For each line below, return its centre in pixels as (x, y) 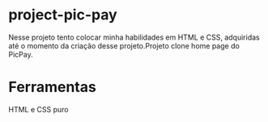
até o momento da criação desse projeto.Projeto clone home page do (124, 45)
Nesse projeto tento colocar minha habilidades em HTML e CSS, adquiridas (134, 37)
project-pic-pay (63, 15)
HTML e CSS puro (38, 109)
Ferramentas (53, 87)
